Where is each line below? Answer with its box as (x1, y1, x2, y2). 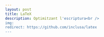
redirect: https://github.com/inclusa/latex (5, 25, 97, 30)
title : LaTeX (5, 12, 32, 16)
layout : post (5, 7, 32, 12)
